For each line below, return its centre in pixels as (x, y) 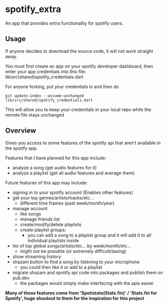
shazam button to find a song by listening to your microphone (76, 262)
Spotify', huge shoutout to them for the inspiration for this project (75, 298)
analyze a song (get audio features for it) (54, 167)
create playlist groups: (43, 230)
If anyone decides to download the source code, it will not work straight (79, 51)
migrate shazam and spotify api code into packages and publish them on (88, 272)
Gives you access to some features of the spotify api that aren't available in (83, 143)
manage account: (31, 208)
